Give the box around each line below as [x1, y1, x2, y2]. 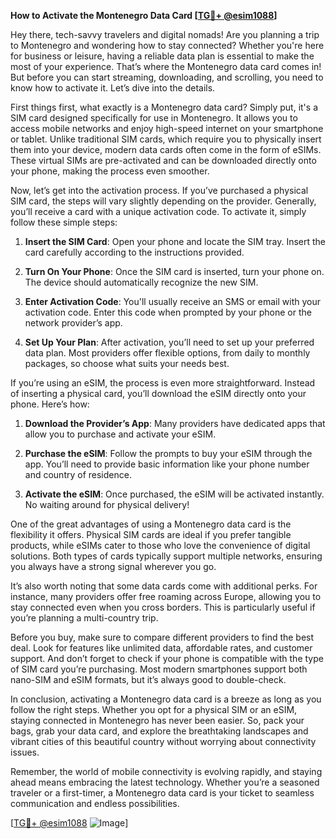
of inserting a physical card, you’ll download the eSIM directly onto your [10, 388, 307, 399]
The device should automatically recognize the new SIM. [24, 276, 259, 288]
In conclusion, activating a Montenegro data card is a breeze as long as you [10, 693, 322, 705]
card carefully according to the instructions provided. [24, 246, 245, 258]
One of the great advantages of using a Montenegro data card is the [10, 518, 292, 530]
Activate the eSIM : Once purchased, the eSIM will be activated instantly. [24, 488, 325, 500]
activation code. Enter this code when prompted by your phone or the [24, 306, 312, 318]
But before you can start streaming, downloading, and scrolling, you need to [10, 71, 324, 83]
